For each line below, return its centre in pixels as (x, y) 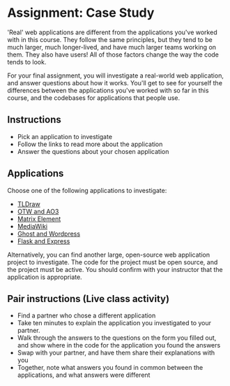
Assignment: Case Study (81, 13)
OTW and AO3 (38, 211)
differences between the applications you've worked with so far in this (108, 90)
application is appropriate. (45, 277)
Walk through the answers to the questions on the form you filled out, (117, 338)
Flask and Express (44, 241)
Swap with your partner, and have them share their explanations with (116, 353)
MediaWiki (32, 226)
